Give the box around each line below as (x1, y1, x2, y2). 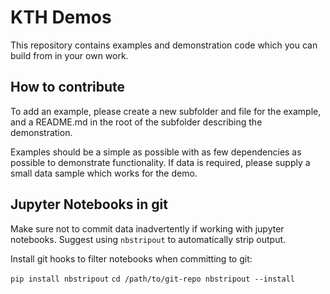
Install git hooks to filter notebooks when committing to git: (10, 252, 253, 265)
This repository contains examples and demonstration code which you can (10, 39, 318, 51)
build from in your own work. (10, 49, 129, 61)
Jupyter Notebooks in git (10, 196, 168, 213)
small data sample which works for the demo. (10, 167, 198, 179)
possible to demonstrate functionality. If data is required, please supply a (10, 156, 311, 168)
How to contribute (10, 79, 126, 96)
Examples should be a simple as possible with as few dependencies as (10, 146, 302, 158)
